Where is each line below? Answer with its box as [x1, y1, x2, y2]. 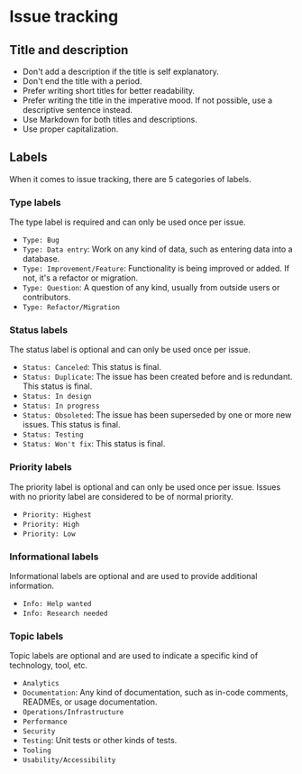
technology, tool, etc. [9, 660, 88, 671]
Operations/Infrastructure [22, 708, 124, 717]
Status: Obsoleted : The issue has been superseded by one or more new [22, 410, 292, 420]
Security [22, 727, 56, 736]
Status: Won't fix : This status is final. [22, 438, 166, 449]
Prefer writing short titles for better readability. [22, 86, 196, 96]
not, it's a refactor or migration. [22, 272, 139, 283]
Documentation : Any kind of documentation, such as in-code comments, [22, 687, 288, 698]
